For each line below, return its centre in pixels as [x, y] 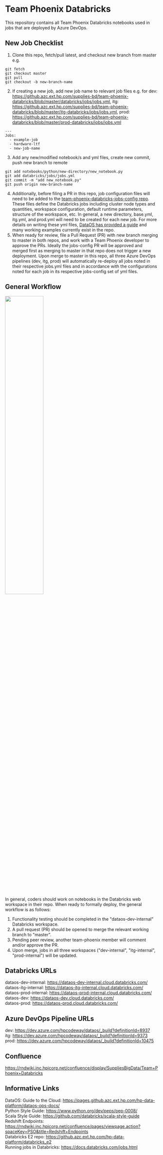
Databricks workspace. [35, 924]
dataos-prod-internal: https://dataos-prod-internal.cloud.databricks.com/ [79, 993]
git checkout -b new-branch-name [39, 82]
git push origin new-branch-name [39, 184]
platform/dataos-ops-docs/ [32, 1105]
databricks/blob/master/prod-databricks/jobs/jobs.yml [67, 122]
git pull [14, 78]
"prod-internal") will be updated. [45, 955]
